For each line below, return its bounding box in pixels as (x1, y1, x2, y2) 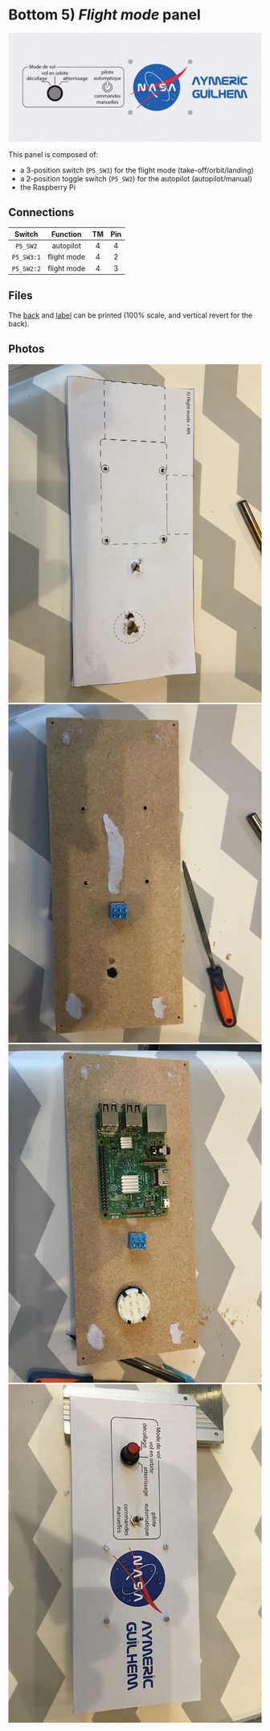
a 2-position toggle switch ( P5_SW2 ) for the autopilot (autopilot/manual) (19, 173, 253, 183)
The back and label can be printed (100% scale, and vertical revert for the (8, 310, 253, 320)
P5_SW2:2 (11, 264, 42, 273)
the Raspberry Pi (19, 182, 76, 192)
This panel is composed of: (8, 149, 99, 159)
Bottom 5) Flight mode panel (8, 6, 201, 24)
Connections (8, 205, 75, 219)
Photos (8, 342, 45, 356)
